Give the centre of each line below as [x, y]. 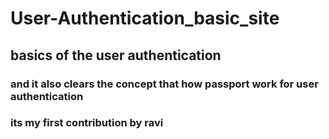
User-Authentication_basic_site [145, 18]
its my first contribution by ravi [87, 123]
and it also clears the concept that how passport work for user [164, 84]
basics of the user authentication [116, 55]
